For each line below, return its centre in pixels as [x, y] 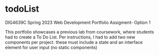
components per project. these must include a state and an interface [74, 42]
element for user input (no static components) [51, 47]
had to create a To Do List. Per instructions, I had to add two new [70, 37]
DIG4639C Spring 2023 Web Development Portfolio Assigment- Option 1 [78, 22]
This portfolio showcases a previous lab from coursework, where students [80, 32]
